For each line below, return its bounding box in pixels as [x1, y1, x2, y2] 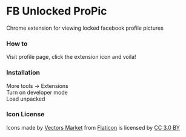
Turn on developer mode [6, 89, 68, 96]
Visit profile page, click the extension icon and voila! [6, 53, 136, 61]
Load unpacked [6, 95, 45, 102]
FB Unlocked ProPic [6, 4, 107, 18]
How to [6, 39, 28, 48]
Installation [6, 68, 41, 77]
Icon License [6, 110, 45, 119]
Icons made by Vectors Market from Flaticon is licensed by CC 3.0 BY [6, 124, 181, 131]
